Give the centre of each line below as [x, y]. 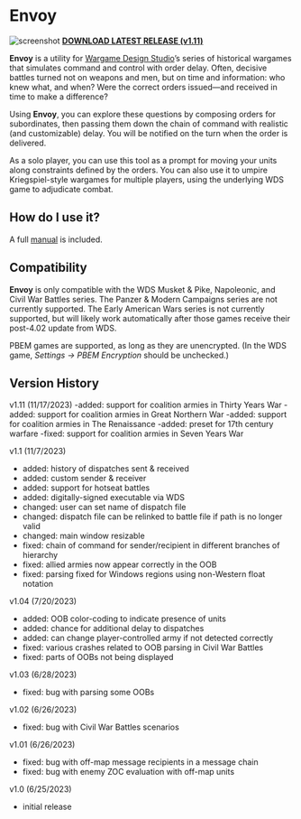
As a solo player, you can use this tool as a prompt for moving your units [143, 160]
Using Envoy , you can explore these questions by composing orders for [143, 114]
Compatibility [48, 268]
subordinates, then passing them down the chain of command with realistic [149, 124]
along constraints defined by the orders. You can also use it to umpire [139, 170]
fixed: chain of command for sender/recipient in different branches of [151, 545]
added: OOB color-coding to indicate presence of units [124, 619]
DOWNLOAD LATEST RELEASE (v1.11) [132, 41]
